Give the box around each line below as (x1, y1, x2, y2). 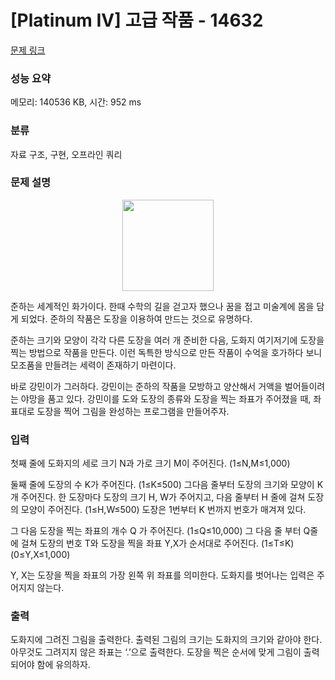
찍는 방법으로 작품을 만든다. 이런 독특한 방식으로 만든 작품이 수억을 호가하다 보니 (10, 346, 323, 358)
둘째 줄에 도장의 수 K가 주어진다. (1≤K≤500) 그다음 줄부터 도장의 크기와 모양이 (10, 479, 315, 491)
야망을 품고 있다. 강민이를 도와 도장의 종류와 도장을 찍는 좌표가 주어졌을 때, (20, 392, 312, 405)
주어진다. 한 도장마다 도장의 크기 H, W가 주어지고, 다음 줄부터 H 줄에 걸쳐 (20, 491, 306, 503)
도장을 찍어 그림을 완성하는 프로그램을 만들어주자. (36, 405, 230, 417)
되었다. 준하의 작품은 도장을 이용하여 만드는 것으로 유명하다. (20, 312, 253, 325)
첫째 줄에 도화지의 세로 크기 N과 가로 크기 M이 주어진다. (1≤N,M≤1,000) (10, 457, 291, 470)
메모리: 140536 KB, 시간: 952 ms (10, 96, 142, 108)
